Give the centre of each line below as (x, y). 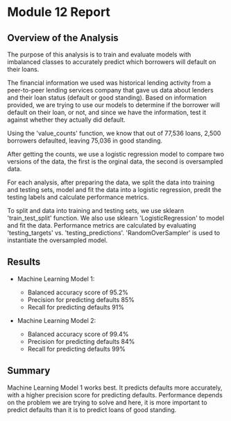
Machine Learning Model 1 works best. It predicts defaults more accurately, (115, 388)
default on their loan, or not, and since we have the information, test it (107, 112)
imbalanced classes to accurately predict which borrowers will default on (112, 62)
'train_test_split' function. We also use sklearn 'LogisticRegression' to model (116, 218)
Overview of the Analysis (63, 38)
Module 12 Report (59, 12)
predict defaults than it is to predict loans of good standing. (92, 410)
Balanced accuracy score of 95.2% (78, 292)
